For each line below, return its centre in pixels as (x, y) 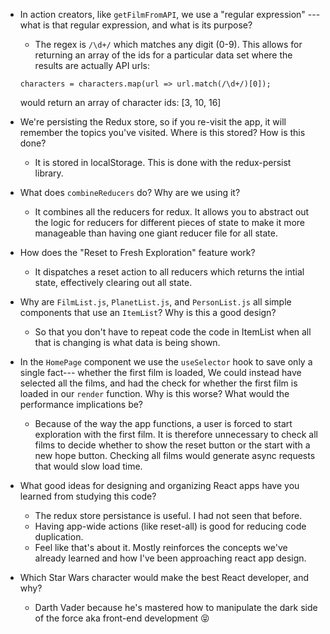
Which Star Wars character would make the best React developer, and (164, 577)
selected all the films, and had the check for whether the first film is (158, 383)
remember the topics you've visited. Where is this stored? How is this (162, 132)
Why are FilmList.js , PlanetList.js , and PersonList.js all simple (155, 302)
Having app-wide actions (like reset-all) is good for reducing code (170, 526)
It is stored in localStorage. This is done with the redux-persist (163, 162)
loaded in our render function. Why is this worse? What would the (154, 393)
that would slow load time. (88, 466)
